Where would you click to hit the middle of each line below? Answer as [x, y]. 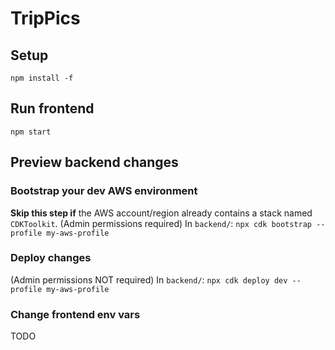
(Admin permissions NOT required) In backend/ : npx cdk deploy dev [149, 279]
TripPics [45, 18]
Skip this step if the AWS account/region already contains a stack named [161, 213]
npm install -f [42, 78]
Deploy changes [51, 258]
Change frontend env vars [75, 314]
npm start [31, 132]
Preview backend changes [94, 162]
